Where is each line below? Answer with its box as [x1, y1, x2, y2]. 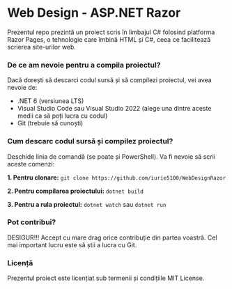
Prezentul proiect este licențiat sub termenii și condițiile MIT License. [7, 274, 205, 283]
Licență [7, 258, 33, 267]
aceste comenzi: [7, 159, 55, 168]
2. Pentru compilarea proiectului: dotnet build [7, 187, 144, 195]
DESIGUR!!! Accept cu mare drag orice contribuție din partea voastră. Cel [7, 233, 217, 242]
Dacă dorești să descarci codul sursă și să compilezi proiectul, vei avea [7, 76, 212, 84]
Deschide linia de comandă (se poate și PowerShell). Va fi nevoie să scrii [7, 152, 216, 161]
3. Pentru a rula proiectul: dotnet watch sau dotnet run [7, 200, 167, 208]
